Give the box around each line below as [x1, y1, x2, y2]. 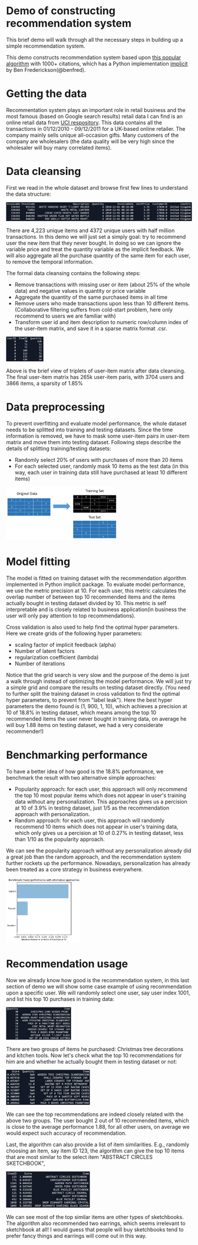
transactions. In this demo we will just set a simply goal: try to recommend [6, 233, 186, 240]
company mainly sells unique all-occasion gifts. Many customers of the [6, 131, 179, 138]
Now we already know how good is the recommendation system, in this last [6, 976, 190, 983]
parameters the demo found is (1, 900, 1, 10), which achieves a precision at [6, 703, 187, 710]
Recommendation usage [6, 957, 128, 970]
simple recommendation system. [6, 42, 85, 49]
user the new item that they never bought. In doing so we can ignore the [6, 240, 181, 247]
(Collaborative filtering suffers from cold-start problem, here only [14, 306, 173, 313]
